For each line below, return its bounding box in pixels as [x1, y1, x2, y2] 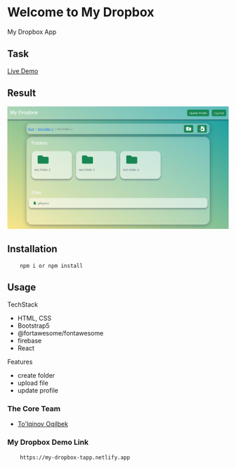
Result [7, 87, 37, 99]
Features [7, 357, 33, 366]
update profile [17, 386, 58, 395]
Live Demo [7, 66, 39, 75]
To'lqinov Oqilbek [17, 420, 69, 429]
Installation [7, 242, 58, 254]
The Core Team [7, 403, 61, 413]
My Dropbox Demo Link [7, 437, 89, 447]
